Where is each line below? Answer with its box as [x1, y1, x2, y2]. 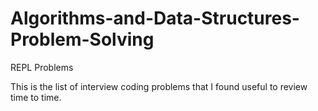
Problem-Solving [10, 28, 155, 51]
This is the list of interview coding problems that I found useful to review [10, 80, 308, 92]
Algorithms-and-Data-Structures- [10, 7, 300, 30]
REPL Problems [10, 61, 74, 73]
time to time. [10, 91, 62, 103]
